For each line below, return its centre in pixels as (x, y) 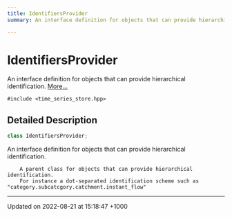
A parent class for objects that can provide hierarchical (106, 169)
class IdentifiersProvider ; (48, 136)
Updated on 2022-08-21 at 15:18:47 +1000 (67, 207)
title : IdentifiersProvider (48, 13)
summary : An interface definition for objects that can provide (101, 20)
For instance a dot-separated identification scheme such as (109, 181)
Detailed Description (52, 120)
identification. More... (37, 86)
